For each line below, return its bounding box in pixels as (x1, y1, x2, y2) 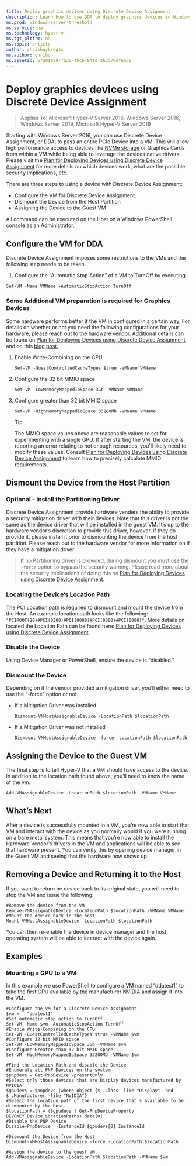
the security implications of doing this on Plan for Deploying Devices (20, 570, 185, 577)
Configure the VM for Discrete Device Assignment (14, 192, 135, 199)
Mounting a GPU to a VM (6, 969, 77, 977)
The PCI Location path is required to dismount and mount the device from (6, 604, 183, 611)
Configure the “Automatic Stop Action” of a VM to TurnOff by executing (14, 272, 185, 279)
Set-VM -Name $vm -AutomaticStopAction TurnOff (6, 1021, 124, 1027)
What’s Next (6, 806, 52, 816)
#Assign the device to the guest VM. (6, 1149, 98, 1155)
